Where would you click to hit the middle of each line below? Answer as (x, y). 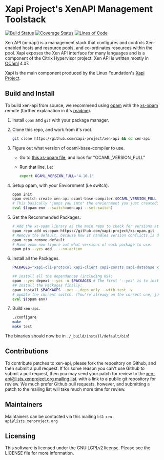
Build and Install (30, 93)
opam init (22, 194)
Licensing (20, 436)
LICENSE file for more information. (40, 453)
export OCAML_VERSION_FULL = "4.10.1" (57, 176)
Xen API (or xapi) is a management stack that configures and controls (75, 42)
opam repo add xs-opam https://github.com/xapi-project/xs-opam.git (83, 231)
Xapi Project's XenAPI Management (79, 9)
